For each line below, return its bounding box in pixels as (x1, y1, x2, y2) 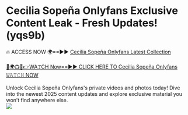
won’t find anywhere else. (6, 96, 68, 103)
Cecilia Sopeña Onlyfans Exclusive (6, 4, 178, 17)
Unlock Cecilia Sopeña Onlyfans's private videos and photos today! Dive (6, 84, 180, 91)
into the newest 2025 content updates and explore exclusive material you (6, 90, 183, 97)
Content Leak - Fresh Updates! (6, 16, 158, 30)
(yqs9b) (6, 29, 46, 42)
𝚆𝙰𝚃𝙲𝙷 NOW (6, 71, 39, 78)
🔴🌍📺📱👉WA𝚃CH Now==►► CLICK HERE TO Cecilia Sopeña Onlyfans (6, 63, 178, 70)
